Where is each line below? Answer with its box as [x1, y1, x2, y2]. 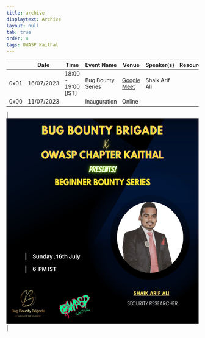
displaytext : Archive [6, 16, 62, 23]
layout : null [6, 23, 40, 29]
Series [85, 83, 102, 90]
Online [121, 98, 138, 105]
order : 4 [6, 35, 29, 42]
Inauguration [85, 98, 117, 105]
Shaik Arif [145, 76, 170, 83]
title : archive [6, 10, 45, 16]
